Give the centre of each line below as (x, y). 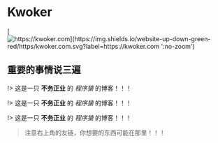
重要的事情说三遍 (44, 70)
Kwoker (30, 12)
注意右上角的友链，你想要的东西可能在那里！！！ (95, 133)
